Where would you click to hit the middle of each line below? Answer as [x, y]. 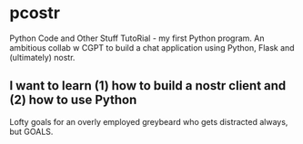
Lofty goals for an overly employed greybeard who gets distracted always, [149, 121]
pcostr [35, 13]
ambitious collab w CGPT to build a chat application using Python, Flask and [152, 47]
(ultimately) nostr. [42, 57]
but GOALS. [31, 131]
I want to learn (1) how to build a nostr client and [148, 86]
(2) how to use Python [73, 100]
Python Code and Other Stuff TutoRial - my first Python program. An [137, 38]
